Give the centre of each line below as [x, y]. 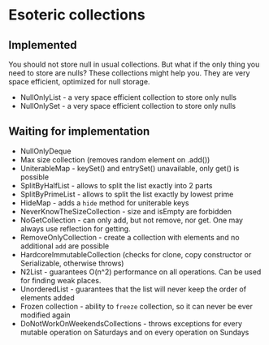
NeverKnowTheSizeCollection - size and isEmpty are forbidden [126, 211]
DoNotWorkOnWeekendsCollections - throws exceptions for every [131, 323]
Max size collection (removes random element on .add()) [115, 159]
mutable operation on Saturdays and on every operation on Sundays [134, 332]
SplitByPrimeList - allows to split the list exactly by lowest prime [127, 194]
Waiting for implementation [79, 132]
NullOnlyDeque [46, 151]
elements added [47, 297]
